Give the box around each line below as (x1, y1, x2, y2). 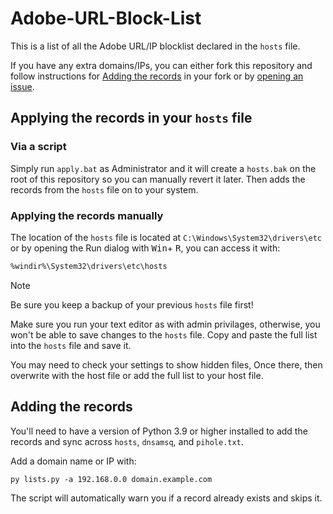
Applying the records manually (10, 208, 164, 222)
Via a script (10, 140, 67, 154)
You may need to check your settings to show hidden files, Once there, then (10, 358, 323, 371)
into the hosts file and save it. (10, 339, 132, 351)
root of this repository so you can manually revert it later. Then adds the (10, 173, 306, 185)
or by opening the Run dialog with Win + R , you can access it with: (10, 242, 281, 254)
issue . (10, 80, 35, 92)
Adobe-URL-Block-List (10, 7, 202, 30)
